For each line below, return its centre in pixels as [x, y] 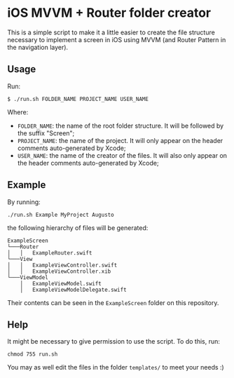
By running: [24, 202]
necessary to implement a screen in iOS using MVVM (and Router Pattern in [117, 39]
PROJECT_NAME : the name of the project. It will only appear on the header [120, 140]
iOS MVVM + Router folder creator [109, 13]
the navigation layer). [38, 47]
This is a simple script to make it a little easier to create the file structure [111, 32]
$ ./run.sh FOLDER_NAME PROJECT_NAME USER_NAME [78, 99]
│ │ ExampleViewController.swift [62, 265]
